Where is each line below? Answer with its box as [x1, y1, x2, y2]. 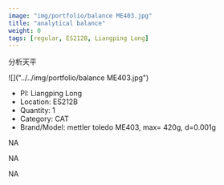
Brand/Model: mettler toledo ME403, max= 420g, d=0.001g [19, 123, 217, 132]
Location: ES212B [19, 97, 79, 107]
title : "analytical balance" [8, 19, 106, 27]
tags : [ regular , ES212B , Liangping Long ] [8, 34, 149, 42]
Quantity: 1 [19, 106, 56, 115]
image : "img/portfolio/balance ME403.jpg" [8, 11, 153, 20]
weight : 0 [8, 26, 42, 34]
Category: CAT [19, 114, 70, 124]
